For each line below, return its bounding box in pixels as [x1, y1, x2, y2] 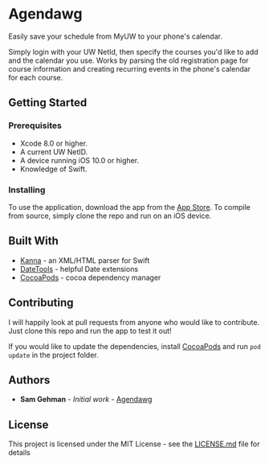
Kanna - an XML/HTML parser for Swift [19, 255, 150, 265]
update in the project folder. [8, 350, 99, 359]
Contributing [8, 296, 74, 310]
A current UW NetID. [19, 146, 88, 157]
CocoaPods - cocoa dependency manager [19, 273, 161, 282]
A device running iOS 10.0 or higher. [19, 155, 139, 165]
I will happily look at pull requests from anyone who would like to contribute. [8, 317, 259, 326]
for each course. [8, 72, 63, 82]
